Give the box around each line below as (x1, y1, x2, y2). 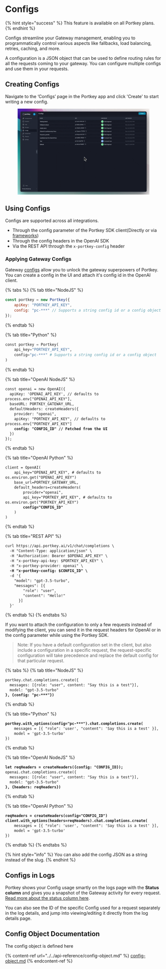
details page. (5, 915, 32, 921)
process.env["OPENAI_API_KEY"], (5, 397, 72, 402)
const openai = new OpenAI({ (5, 387, 66, 392)
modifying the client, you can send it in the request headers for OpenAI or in (5, 627, 161, 633)
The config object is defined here (5, 943, 74, 949)
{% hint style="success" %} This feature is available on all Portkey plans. (5, 20, 155, 26)
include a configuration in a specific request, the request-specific (17, 647, 152, 653)
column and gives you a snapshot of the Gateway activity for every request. (5, 890, 161, 896)
